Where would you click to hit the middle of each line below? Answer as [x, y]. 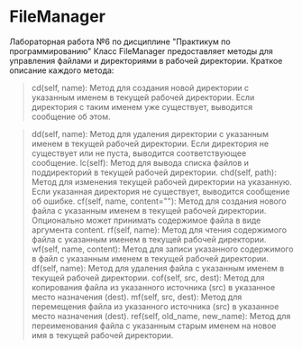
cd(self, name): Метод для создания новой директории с [140, 87]
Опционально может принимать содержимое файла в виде [146, 220]
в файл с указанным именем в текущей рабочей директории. [150, 258]
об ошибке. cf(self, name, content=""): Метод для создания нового [159, 201]
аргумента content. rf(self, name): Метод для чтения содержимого [159, 230]
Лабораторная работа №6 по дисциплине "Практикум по [120, 41]
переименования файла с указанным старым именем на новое [154, 326]
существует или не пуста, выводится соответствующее [139, 153]
